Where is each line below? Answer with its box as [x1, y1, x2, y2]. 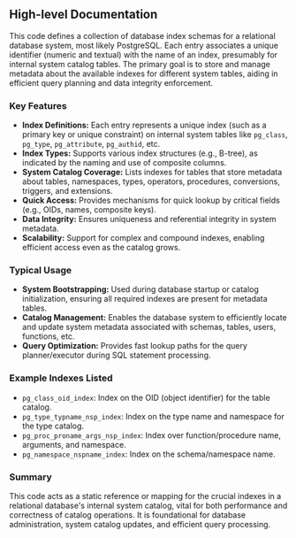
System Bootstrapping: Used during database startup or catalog [21, 284, 259, 295]
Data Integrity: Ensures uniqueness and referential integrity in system [21, 214, 277, 225]
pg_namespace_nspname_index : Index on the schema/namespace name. [21, 449, 276, 459]
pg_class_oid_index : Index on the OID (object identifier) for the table [21, 392, 271, 403]
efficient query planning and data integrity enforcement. [9, 77, 214, 88]
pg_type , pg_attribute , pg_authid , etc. [21, 139, 161, 150]
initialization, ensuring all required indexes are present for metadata [21, 294, 268, 304]
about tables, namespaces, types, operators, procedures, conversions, [21, 176, 280, 187]
